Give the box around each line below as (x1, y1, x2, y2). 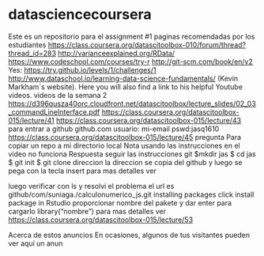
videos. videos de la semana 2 (8, 90, 107, 100)
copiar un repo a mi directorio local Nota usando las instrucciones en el (8, 141, 240, 150)
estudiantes (8, 40, 47, 49)
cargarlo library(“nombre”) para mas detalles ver (8, 206, 167, 216)
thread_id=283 (8, 48, 57, 58)
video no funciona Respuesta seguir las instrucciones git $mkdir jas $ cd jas (8, 149, 256, 159)
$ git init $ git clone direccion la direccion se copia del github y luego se (8, 157, 243, 167)
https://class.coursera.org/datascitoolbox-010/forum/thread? (47, 40, 247, 49)
